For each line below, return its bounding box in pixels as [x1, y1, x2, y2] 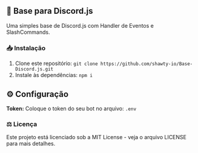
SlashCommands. [6, 28, 50, 36]
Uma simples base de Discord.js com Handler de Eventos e [6, 22, 154, 29]
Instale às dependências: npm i [15, 72, 93, 79]
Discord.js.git [15, 66, 54, 72]
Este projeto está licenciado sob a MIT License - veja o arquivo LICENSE [6, 134, 186, 141]
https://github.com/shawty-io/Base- [100, 61, 193, 67]
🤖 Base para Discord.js [6, 6, 93, 16]
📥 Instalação [6, 43, 46, 52]
